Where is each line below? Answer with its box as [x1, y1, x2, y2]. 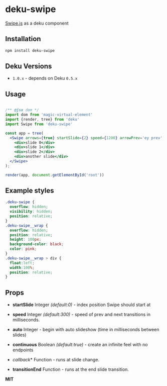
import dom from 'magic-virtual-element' [5, 112, 93, 118]
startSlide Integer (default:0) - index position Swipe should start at [12, 302, 151, 308]
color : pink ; [10, 246, 37, 252]
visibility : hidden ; [10, 209, 53, 214]
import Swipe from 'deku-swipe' [5, 122, 73, 127]
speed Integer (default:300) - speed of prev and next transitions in [12, 312, 150, 318]
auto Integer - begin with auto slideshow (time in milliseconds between [12, 327, 159, 333]
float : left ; [10, 260, 35, 265]
